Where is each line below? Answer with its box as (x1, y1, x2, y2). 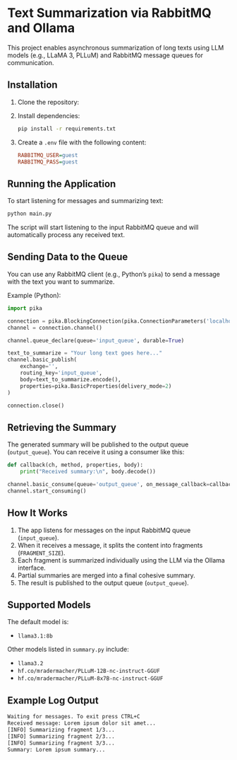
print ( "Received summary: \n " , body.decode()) (20, 468, 157, 476)
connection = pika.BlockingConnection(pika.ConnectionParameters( (7, 317, 207, 325)
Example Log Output (7, 694, 99, 706)
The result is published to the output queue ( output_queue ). (17, 578, 189, 587)
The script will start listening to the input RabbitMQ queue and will (7, 223, 199, 231)
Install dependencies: (17, 111, 80, 120)
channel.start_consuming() (7, 487, 87, 495)
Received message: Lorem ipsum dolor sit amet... (7, 720, 157, 727)
